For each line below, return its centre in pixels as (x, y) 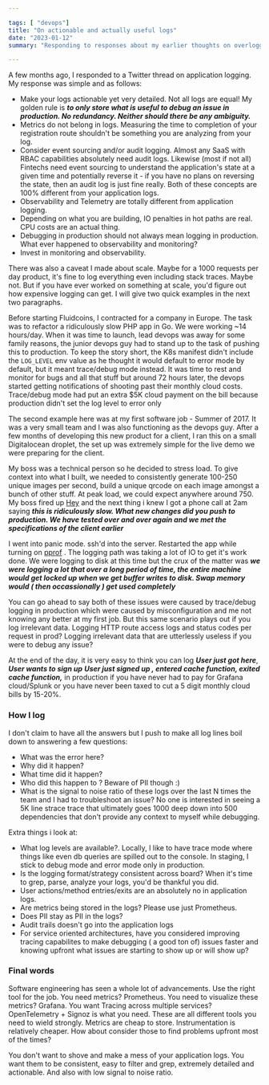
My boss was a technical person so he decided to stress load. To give (123, 469)
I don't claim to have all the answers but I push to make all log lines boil (125, 732)
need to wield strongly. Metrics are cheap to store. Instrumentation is (122, 1022)
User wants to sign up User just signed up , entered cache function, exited (134, 669)
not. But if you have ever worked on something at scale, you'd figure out (127, 285)
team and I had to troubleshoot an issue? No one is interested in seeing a (140, 799)
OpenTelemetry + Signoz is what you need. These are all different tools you (132, 1014)
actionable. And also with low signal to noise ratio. (91, 1072)
